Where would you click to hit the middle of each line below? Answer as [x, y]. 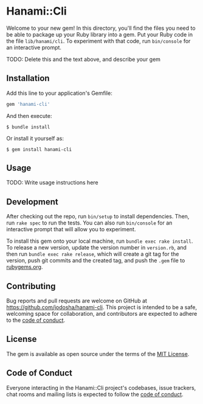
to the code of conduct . [36, 320]
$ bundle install [28, 127]
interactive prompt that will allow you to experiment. [71, 229]
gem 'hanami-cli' [28, 104]
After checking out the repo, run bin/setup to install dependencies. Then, [98, 217]
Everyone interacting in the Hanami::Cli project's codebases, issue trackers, [101, 388]
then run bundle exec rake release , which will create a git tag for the [93, 254]
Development [33, 202]
